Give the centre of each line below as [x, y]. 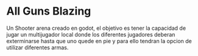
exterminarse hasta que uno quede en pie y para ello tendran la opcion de [99, 41]
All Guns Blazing [49, 11]
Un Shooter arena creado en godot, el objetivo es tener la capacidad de [96, 28]
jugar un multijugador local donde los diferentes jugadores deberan [91, 34]
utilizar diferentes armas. [37, 47]
